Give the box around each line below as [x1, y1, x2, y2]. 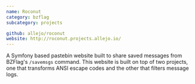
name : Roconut [6, 8, 42, 15]
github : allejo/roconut [6, 30, 66, 36]
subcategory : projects [6, 20, 63, 25]
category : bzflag [6, 14, 49, 20]
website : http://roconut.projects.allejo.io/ [6, 36, 121, 42]
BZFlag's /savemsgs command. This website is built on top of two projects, [6, 59, 188, 66]
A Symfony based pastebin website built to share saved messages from [6, 52, 182, 59]
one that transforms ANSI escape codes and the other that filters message [6, 64, 189, 72]
